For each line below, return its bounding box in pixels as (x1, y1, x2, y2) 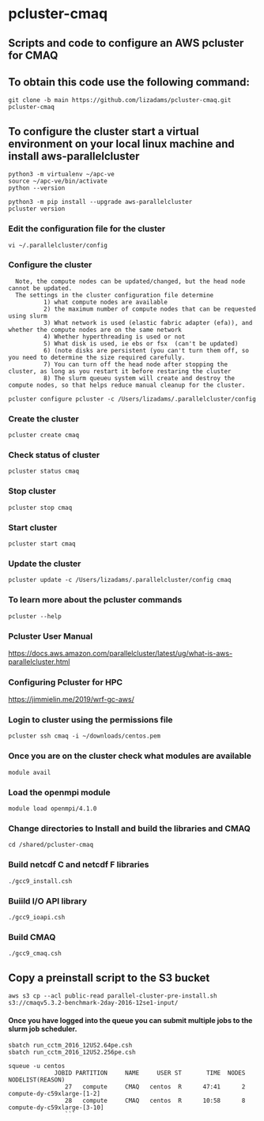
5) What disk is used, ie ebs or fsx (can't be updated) (43, 339, 239, 348)
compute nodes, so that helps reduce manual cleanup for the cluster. (8, 381, 246, 389)
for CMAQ (8, 48, 58, 62)
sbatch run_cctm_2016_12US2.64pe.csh (8, 1041, 133, 1050)
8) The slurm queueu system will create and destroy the (43, 374, 236, 382)
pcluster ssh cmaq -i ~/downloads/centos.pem (8, 732, 160, 740)
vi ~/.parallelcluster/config (8, 241, 108, 249)
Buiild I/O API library (8, 895, 88, 906)
